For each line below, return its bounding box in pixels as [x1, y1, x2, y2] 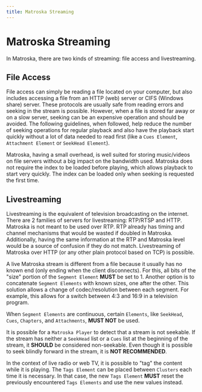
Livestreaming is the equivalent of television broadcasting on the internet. [6, 210, 189, 218]
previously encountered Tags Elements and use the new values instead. [6, 379, 183, 386]
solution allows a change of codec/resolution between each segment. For [6, 286, 189, 293]
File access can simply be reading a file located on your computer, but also [6, 88, 193, 95]
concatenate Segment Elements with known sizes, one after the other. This [6, 280, 189, 287]
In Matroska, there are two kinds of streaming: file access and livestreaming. [6, 55, 196, 62]
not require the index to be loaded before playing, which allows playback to [6, 164, 194, 171]
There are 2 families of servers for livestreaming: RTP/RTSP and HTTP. [6, 217, 182, 224]
